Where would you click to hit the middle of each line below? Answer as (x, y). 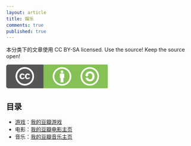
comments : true (25, 25)
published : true (26, 31)
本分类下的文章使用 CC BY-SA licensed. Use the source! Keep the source (96, 50)
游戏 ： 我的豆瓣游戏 (38, 122)
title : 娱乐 (20, 19)
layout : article (26, 12)
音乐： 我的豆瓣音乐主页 (43, 137)
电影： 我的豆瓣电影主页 (43, 129)
